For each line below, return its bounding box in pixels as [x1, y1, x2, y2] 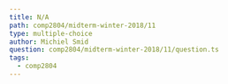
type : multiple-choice [9, 29, 93, 38]
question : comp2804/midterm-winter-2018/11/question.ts [9, 45, 219, 54]
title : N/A [9, 12, 49, 22]
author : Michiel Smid [9, 37, 89, 46]
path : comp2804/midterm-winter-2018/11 [9, 21, 156, 30]
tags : [9, 53, 29, 62]
